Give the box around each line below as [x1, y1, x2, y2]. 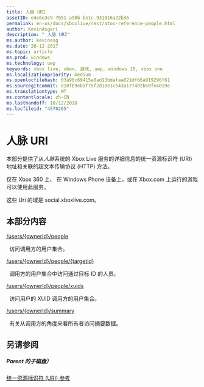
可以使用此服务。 [6, 183, 49, 191]
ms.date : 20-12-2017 [6, 43, 59, 50]
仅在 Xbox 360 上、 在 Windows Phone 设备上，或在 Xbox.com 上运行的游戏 [6, 175, 199, 183]
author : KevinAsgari [6, 26, 59, 32]
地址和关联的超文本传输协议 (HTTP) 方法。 [6, 163, 113, 170]
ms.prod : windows [6, 54, 51, 61]
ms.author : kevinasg [6, 37, 59, 43]
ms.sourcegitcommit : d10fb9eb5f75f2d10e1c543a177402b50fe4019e [6, 83, 171, 89]
